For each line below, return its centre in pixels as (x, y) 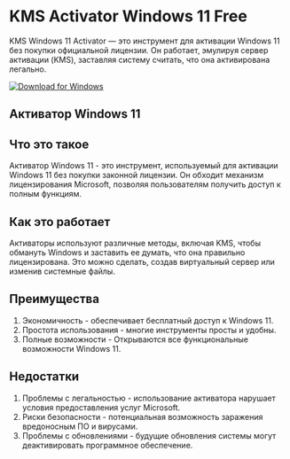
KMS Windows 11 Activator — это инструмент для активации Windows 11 (145, 41)
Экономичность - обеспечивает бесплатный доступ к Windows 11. (148, 320)
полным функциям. (46, 194)
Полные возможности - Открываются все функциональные (135, 339)
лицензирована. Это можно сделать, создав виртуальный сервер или (142, 261)
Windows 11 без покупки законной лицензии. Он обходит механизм (137, 175)
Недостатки (44, 377)
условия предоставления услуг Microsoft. (101, 407)
